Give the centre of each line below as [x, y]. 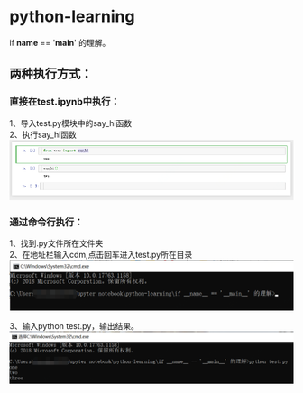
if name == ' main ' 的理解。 [60, 42]
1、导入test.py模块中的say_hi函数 [71, 123]
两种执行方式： [51, 74]
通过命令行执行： [46, 222]
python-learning [72, 17]
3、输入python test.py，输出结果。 [74, 326]
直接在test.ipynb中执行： [64, 102]
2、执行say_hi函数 [43, 134]
